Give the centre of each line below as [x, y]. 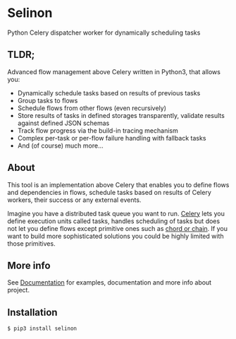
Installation [32, 312]
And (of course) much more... [60, 145]
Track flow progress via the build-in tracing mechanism [98, 130]
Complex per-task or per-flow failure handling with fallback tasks [112, 138]
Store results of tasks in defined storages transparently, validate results [121, 115]
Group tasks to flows [48, 100]
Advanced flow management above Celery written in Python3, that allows [114, 71]
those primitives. [31, 243]
